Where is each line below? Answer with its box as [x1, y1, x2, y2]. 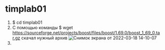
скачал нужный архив [21, 35, 67, 41]
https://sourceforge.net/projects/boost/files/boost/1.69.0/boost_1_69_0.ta [12, 30, 160, 35]
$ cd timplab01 [12, 19, 43, 25]
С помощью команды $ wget [12, 24, 73, 30]
